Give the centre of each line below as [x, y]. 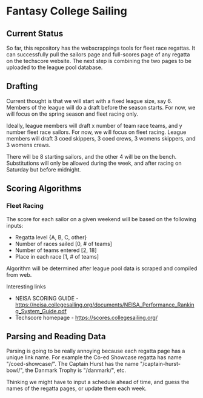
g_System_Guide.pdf [41, 311]
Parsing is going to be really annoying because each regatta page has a [96, 351]
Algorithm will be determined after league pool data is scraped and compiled [102, 268]
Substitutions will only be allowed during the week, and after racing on [94, 163]
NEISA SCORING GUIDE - [47, 298]
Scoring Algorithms [44, 189]
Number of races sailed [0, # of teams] [63, 244]
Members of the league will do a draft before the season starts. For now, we [101, 107]
